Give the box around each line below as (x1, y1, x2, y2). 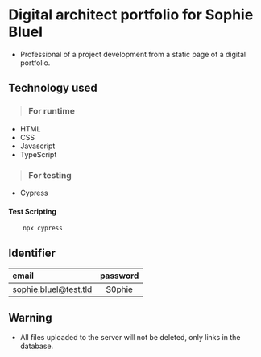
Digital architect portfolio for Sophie (8, 6, 254, 24)
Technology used (8, 81, 98, 95)
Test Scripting (8, 206, 57, 216)
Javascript (19, 141, 56, 151)
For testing (27, 169, 72, 181)
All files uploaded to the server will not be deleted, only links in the (19, 332, 241, 342)
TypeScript (19, 149, 57, 159)
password (99, 270, 139, 281)
